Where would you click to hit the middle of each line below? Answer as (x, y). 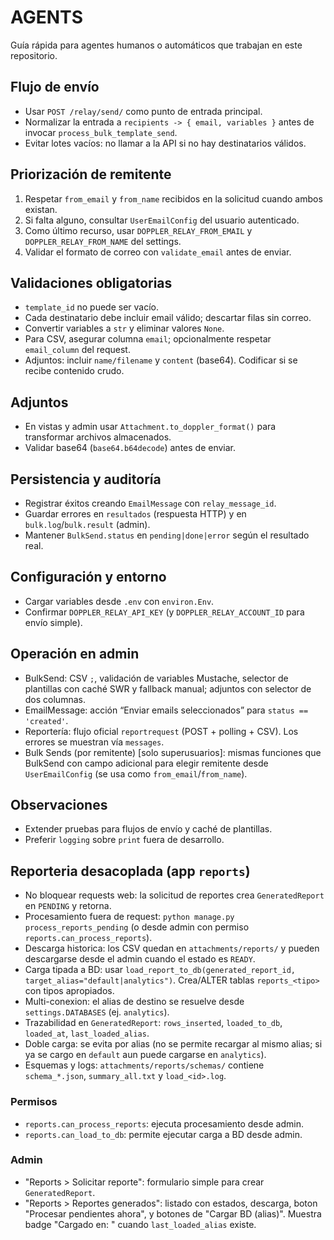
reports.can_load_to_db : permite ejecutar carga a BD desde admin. (163, 1134)
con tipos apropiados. (69, 991)
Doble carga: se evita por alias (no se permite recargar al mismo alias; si (173, 1044)
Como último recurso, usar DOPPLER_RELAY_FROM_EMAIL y (138, 230)
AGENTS (46, 17)
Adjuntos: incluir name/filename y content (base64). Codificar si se (161, 360)
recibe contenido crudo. (74, 371)
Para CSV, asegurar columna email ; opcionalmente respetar (148, 339)
